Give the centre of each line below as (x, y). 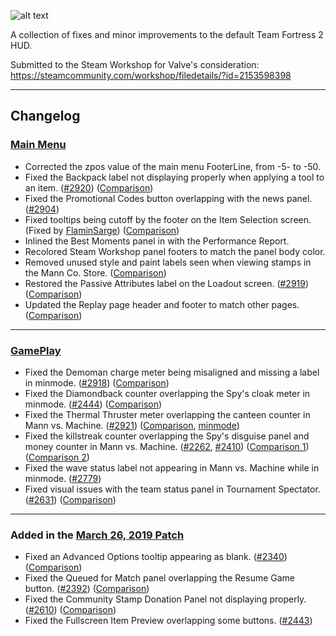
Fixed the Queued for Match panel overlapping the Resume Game (160, 578)
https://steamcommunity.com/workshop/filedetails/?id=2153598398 (151, 75)
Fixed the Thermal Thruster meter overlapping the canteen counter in (167, 414)
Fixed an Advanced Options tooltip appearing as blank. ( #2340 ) (156, 557)
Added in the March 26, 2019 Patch (97, 535)
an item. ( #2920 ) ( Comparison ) (89, 187)
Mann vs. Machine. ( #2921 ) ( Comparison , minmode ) (132, 425)
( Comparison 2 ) (57, 457)
